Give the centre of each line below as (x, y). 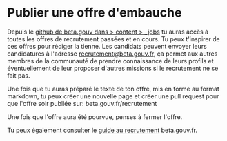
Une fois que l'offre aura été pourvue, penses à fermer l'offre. (95, 117)
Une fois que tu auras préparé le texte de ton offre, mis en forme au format (113, 89)
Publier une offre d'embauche (95, 13)
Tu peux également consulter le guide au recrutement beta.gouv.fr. (102, 130)
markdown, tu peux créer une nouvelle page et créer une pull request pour (113, 96)
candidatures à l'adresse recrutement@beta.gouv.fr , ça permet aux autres (112, 54)
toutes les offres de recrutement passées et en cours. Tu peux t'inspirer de (114, 39)
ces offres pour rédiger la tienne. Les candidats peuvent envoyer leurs (107, 46)
